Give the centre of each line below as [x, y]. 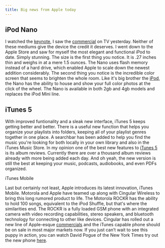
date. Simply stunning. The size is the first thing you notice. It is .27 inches [81, 57]
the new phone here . [26, 241]
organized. [16, 169]
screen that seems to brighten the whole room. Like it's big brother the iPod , [83, 78]
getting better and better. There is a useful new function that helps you [77, 127]
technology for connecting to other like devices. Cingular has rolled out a [79, 219]
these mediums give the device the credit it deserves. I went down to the [79, 47]
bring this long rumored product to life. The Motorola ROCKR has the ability [82, 199]
